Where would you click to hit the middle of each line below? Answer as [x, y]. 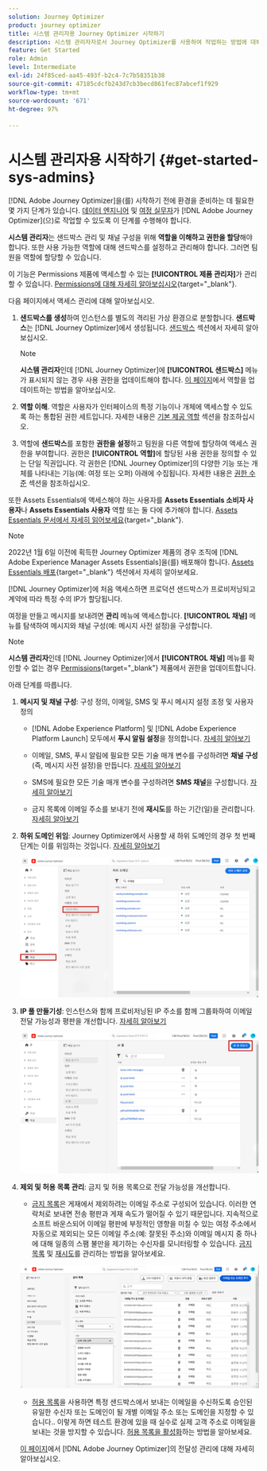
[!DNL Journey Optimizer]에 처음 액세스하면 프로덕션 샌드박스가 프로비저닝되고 [132, 589]
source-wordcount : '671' [49, 101]
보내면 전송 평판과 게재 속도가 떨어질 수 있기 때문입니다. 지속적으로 [156, 1214]
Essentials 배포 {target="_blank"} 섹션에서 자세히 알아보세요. [103, 572]
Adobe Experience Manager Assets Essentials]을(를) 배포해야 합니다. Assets [131, 562]
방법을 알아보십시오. [85, 390]
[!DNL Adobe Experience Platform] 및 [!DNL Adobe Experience [134, 729]
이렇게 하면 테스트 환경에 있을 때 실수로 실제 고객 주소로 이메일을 [157, 1422]
